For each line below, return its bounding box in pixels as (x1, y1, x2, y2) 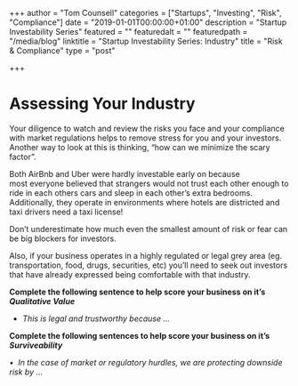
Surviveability (9, 340, 63, 350)
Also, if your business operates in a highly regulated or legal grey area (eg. (9, 250, 283, 261)
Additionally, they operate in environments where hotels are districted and (9, 197, 280, 207)
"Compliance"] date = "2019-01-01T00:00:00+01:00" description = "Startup (9, 17, 287, 28)
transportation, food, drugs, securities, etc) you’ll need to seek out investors (9, 260, 288, 270)
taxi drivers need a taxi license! (9, 206, 124, 217)
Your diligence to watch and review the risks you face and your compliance (9, 123, 285, 133)
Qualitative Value (9, 295, 76, 306)
